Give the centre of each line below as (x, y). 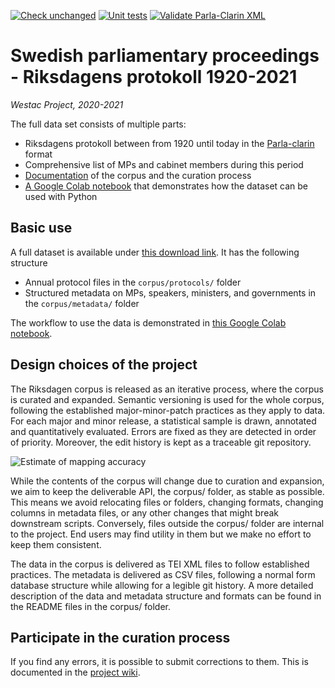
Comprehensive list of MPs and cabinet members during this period (164, 164)
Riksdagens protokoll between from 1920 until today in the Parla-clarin (169, 143)
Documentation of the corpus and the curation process (138, 175)
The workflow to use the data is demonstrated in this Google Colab (148, 322)
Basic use (41, 228)
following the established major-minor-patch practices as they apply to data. (168, 410)
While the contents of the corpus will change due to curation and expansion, (167, 481)
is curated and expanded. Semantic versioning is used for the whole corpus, (167, 399)
